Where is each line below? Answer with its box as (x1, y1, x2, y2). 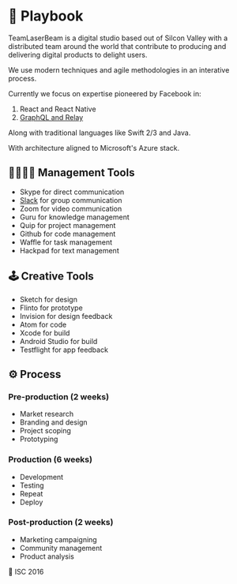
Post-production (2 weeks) (8, 517, 114, 528)
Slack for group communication (19, 195, 122, 204)
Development (19, 472, 64, 481)
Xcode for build (19, 328, 70, 338)
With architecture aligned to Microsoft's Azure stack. (8, 143, 180, 152)
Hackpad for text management (19, 245, 120, 255)
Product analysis (19, 552, 75, 561)
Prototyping (19, 434, 58, 444)
